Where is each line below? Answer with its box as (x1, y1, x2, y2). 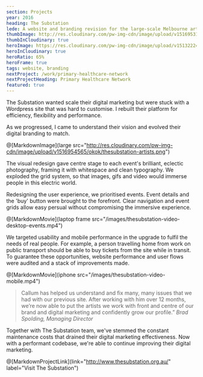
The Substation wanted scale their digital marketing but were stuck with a (6, 99, 189, 106)
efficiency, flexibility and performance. (6, 112, 103, 119)
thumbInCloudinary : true (6, 37, 69, 43)
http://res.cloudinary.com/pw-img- (86, 142, 173, 148)
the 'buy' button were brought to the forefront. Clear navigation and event (6, 198, 190, 204)
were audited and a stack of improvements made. (6, 259, 130, 267)
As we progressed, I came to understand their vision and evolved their (6, 124, 181, 130)
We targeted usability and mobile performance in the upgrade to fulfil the (6, 234, 188, 241)
